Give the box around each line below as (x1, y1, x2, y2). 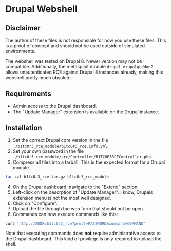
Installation (5, 123, 42, 132)
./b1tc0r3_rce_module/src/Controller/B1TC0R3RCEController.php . (12, 153, 153, 159)
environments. (5, 48, 36, 54)
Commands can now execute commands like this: (12, 211, 118, 217)
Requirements (5, 89, 51, 98)
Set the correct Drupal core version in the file (12, 137, 109, 143)
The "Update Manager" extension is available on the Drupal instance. (12, 109, 159, 115)
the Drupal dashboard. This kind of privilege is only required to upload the (5, 236, 162, 242)
